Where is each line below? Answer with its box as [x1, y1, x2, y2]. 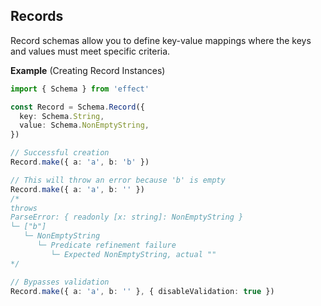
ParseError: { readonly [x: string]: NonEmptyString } [10, 212, 244, 223]
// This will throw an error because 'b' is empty [10, 175, 226, 185]
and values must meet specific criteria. [10, 45, 171, 57]
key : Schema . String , [19, 111, 105, 121]
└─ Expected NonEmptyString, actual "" [50, 249, 217, 259]
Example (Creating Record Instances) [10, 64, 166, 76]
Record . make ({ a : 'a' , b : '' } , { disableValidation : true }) [10, 286, 275, 296]
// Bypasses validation [10, 277, 110, 287]
